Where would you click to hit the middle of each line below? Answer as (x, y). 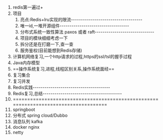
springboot (24, 109)
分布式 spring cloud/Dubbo (40, 115)
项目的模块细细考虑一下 (44, 38)
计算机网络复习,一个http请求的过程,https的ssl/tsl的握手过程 (72, 56)
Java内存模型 (26, 63)
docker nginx (26, 127)
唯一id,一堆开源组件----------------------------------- (75, 26)
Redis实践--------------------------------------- (61, 87)
